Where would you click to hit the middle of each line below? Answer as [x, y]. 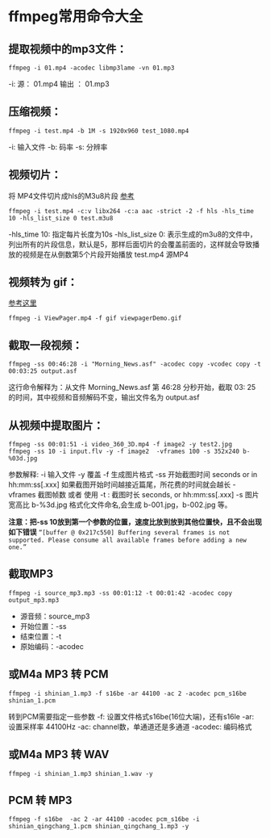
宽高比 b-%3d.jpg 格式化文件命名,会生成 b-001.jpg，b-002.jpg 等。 [120, 505]
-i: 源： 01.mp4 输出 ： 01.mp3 [59, 84]
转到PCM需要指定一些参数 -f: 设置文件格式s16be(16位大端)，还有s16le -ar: [131, 716]
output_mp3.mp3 [34, 600]
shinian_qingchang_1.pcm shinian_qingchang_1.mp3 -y [99, 827]
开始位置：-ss [43, 626]
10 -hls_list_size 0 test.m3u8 [61, 218]
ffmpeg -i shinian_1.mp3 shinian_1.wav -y [81, 773]
